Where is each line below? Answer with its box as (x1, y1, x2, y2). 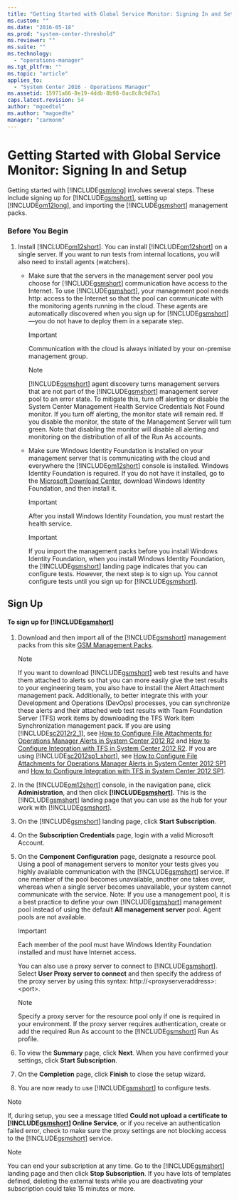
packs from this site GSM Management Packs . (17, 641, 154, 649)
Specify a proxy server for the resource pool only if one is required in (17, 1012, 221, 1021)
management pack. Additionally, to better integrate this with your (17, 692, 208, 700)
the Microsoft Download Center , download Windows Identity (28, 476, 206, 485)
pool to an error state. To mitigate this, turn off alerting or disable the (28, 395, 230, 403)
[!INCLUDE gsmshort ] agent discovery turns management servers (28, 379, 221, 388)
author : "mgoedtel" (7, 103, 65, 110)
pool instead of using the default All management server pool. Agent (17, 905, 221, 914)
